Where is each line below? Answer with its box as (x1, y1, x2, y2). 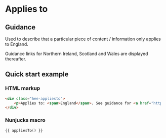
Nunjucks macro (5, 117, 45, 124)
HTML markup (5, 85, 41, 92)
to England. (5, 41, 29, 47)
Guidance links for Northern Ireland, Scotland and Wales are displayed (5, 51, 148, 56)
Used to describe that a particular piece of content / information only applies (5, 36, 161, 42)
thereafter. (5, 56, 26, 62)
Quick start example (5, 70, 69, 79)
